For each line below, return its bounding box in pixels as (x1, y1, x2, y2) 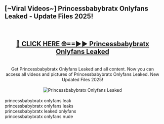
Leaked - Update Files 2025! (4, 12, 93, 21)
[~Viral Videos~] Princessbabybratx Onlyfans (4, 4, 149, 13)
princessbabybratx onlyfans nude (4, 113, 74, 119)
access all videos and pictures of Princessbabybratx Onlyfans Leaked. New (5, 71, 160, 77)
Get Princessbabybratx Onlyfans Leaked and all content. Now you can (11, 66, 154, 72)
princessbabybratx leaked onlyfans (4, 108, 77, 114)
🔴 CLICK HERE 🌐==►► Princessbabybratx (15, 40, 150, 48)
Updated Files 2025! (62, 76, 103, 82)
